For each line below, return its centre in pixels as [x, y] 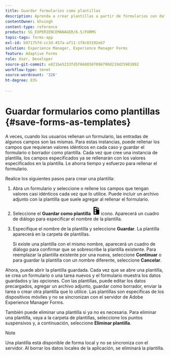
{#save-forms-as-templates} [68, 122]
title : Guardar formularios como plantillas [53, 11]
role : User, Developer [29, 59]
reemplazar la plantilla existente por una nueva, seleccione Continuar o [87, 254]
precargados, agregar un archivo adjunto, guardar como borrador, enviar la [83, 286]
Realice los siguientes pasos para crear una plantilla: [60, 178]
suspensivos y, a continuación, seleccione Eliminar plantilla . [68, 323]
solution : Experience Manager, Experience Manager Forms [67, 48]
